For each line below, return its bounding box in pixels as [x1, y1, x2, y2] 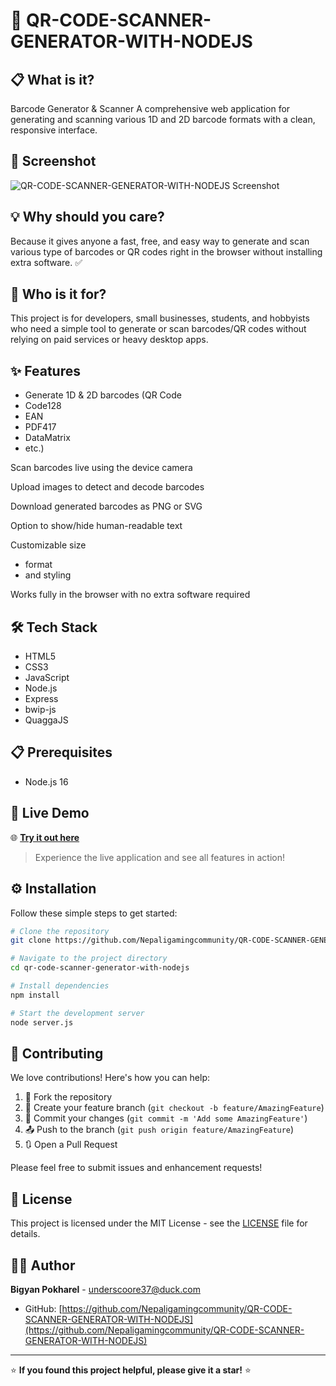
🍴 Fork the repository [24, 1091, 113, 1103]
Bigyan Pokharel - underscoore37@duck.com [10, 1283, 201, 1295]
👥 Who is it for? [10, 286, 107, 303]
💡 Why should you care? [10, 209, 165, 226]
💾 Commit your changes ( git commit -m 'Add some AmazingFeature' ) [24, 1112, 308, 1124]
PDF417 [24, 421, 57, 433]
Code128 [24, 400, 62, 412]
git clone [10, 935, 52, 946]
